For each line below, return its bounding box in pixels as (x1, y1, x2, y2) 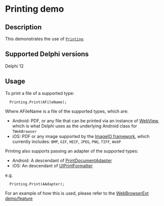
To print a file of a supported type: (5, 90, 75, 96)
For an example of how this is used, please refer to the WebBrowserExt (5, 190, 149, 196)
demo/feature (5, 195, 33, 201)
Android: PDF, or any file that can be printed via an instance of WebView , (12, 117, 160, 123)
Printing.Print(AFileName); (9, 99, 67, 105)
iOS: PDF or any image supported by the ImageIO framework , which (12, 133, 150, 139)
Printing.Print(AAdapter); (9, 182, 65, 186)
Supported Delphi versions (5, 50, 89, 58)
